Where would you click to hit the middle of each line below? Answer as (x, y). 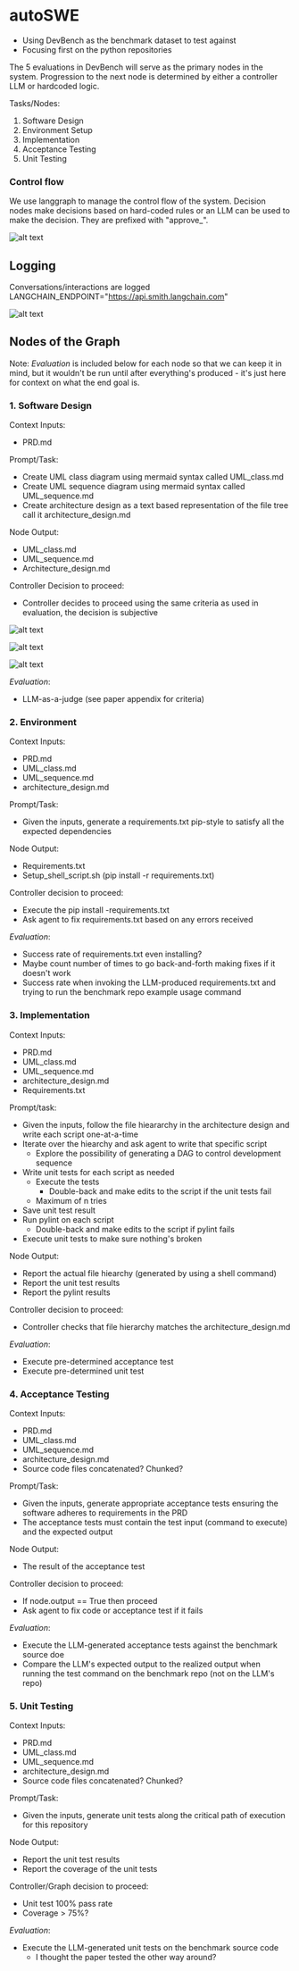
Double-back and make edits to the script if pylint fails (135, 1229)
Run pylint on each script (68, 1219)
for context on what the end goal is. (75, 382)
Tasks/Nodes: (35, 103)
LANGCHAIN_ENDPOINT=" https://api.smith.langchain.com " (119, 296)
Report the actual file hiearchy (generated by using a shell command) (149, 1273)
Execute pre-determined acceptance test (98, 1361)
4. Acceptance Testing (59, 1394)
